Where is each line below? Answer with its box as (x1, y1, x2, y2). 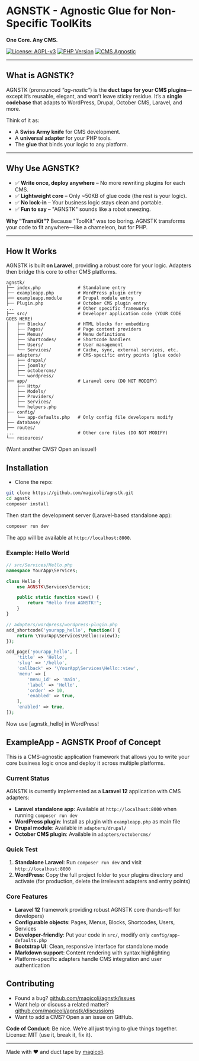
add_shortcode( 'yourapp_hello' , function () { (6, 627, 120, 633)
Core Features (6, 893, 48, 901)
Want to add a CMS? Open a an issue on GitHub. (14, 1013, 133, 1020)
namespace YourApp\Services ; (6, 568, 78, 573)
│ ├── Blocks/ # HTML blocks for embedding (6, 321, 150, 327)
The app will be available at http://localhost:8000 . (6, 534, 131, 541)
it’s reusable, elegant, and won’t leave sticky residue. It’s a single (24, 92, 182, 100)
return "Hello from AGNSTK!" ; (27, 600, 102, 606)
